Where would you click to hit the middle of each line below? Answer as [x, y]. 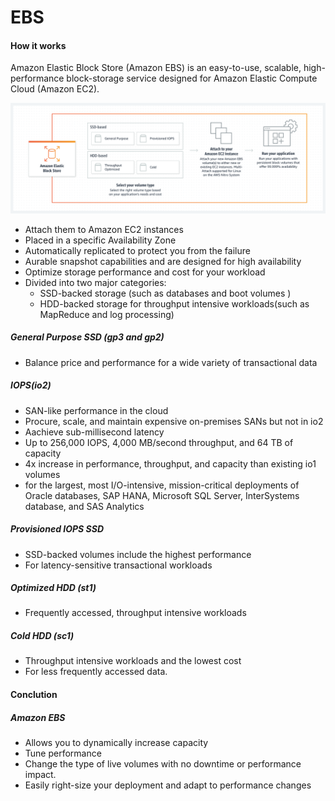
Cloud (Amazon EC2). [55, 89]
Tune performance [63, 753]
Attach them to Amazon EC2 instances [104, 229]
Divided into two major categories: [95, 282]
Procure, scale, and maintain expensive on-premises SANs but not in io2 [174, 421]
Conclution [34, 695]
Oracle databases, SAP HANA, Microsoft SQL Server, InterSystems [162, 495]
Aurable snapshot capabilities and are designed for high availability [163, 261]
